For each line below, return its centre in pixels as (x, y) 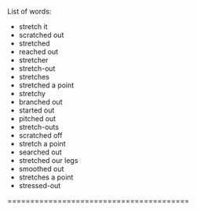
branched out (40, 102)
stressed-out (40, 185)
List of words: (29, 11)
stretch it (33, 26)
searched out (40, 152)
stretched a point (46, 85)
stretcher (33, 60)
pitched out (37, 118)
